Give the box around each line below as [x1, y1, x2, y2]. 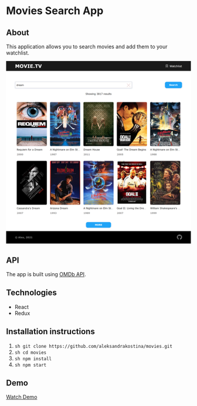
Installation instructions [6, 327, 95, 337]
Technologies [6, 288, 57, 298]
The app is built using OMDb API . [6, 270, 86, 277]
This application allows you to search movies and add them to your [6, 43, 168, 50]
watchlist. [6, 49, 29, 56]
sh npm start [14, 362, 47, 368]
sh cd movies [14, 350, 47, 355]
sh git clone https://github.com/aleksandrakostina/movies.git [14, 343, 173, 349]
